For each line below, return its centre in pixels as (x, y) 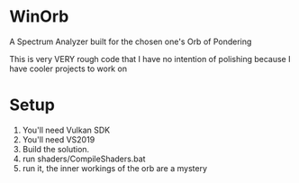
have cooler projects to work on (68, 69)
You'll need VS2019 (59, 139)
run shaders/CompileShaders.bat (84, 159)
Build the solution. (56, 149)
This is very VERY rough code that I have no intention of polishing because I (150, 59)
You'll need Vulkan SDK (66, 130)
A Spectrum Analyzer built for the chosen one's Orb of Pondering (131, 41)
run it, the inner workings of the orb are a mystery (115, 168)
